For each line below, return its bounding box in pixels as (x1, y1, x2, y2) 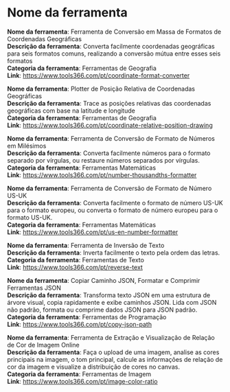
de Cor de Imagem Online (7, 341, 80, 349)
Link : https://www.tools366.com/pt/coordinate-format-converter (7, 71, 190, 80)
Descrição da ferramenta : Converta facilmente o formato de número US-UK (7, 198, 223, 207)
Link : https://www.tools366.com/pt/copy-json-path (7, 320, 152, 328)
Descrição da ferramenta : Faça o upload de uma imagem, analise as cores (7, 348, 220, 356)
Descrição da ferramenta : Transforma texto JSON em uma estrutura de (7, 290, 211, 299)
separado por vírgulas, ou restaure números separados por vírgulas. (7, 156, 200, 164)
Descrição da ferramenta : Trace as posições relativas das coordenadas (7, 99, 211, 107)
